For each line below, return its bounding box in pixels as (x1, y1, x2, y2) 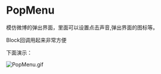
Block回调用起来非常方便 (6, 36, 67, 43)
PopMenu (6, 4, 55, 17)
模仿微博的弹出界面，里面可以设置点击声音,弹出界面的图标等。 (6, 24, 159, 31)
